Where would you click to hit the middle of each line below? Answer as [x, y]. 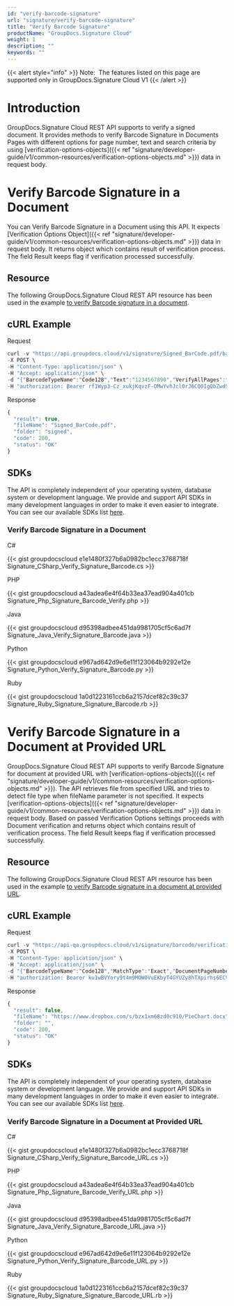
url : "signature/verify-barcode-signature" [71, 20]
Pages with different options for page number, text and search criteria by [111, 142]
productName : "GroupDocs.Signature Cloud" [70, 33]
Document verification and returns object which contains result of [102, 825]
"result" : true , [37, 419]
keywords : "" [26, 53]
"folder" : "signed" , [43, 432]
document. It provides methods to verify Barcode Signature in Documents [113, 135]
